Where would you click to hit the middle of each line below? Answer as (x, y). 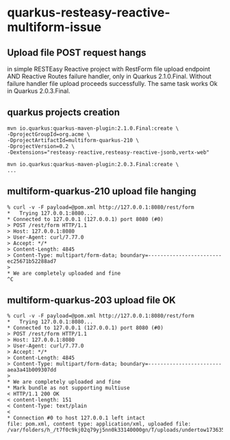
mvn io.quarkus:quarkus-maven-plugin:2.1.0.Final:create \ (93, 128)
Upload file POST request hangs (77, 53)
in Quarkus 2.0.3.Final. (39, 91)
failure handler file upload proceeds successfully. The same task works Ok (112, 83)
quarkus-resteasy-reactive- (89, 13)
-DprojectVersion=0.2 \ (41, 146)
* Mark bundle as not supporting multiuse (68, 388)
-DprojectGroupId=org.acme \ (49, 134)
